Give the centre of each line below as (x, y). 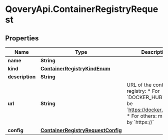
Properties (22, 38)
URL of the (139, 85)
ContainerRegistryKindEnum (75, 69)
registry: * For (143, 91)
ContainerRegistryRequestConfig (81, 130)
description (22, 77)
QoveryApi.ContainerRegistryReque (82, 9)
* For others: (142, 116)
